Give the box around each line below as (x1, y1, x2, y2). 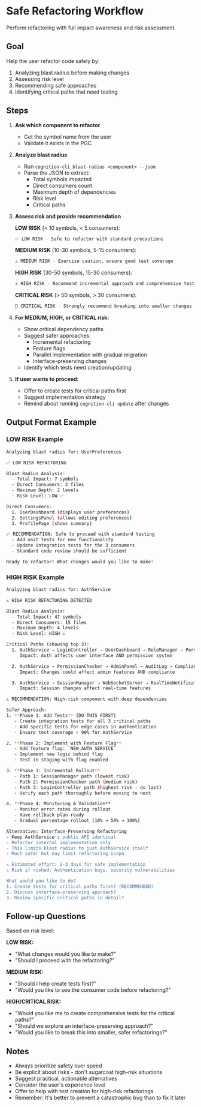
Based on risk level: (6, 927, 54, 934)
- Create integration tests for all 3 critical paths (14, 718, 151, 724)
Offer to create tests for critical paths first (23, 387, 127, 394)
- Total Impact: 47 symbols (11, 614, 82, 620)
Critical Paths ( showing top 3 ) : (6, 641, 90, 647)
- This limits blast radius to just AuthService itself (6, 845, 148, 851)
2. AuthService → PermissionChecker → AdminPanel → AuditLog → (11, 663, 172, 670)
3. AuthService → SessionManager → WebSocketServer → (11, 680, 148, 686)
